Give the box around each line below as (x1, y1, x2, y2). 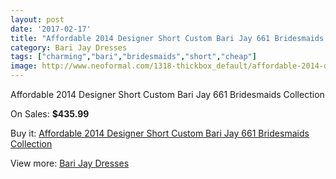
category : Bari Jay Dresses (10, 42, 128, 53)
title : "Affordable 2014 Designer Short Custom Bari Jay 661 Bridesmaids (10, 33, 325, 43)
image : (10, 61, 38, 71)
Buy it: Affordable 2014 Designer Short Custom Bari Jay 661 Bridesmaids (10, 127, 310, 139)
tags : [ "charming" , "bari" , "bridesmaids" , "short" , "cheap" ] (10, 52, 257, 62)
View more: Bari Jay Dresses (10, 157, 130, 169)
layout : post (10, 14, 65, 25)
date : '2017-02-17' (10, 24, 92, 34)
